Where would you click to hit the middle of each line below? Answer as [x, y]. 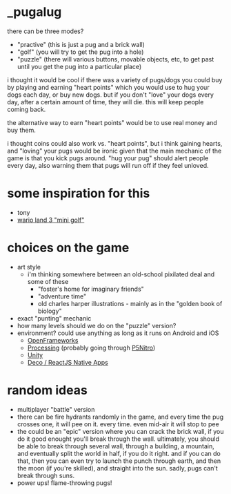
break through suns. [46, 475]
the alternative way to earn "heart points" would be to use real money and [112, 122]
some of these [48, 281]
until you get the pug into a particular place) [79, 66]
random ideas [47, 390]
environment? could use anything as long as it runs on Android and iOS [118, 333]
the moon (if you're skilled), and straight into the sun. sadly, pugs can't [118, 468]
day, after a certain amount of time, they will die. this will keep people [106, 102]
